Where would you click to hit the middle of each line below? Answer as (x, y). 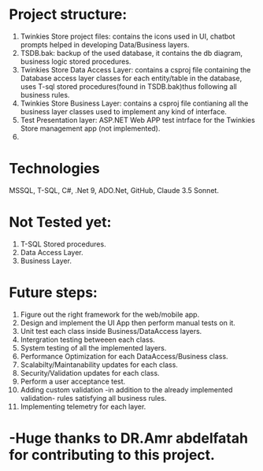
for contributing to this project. (112, 455)
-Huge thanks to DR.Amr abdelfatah (129, 438)
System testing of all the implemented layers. (93, 347)
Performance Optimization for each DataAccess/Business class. (124, 356)
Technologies (55, 169)
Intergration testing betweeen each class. (88, 339)
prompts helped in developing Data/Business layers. (105, 44)
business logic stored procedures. (76, 61)
